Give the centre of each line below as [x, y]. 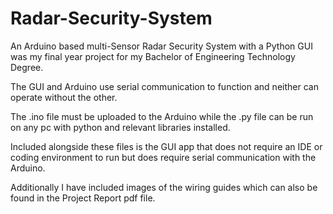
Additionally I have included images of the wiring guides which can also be [164, 187]
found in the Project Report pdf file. [83, 198]
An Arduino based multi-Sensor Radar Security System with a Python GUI [161, 46]
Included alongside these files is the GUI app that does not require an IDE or [166, 146]
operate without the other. [64, 97]
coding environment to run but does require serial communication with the [163, 157]
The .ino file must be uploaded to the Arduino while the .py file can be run [162, 116]
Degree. [27, 67]
